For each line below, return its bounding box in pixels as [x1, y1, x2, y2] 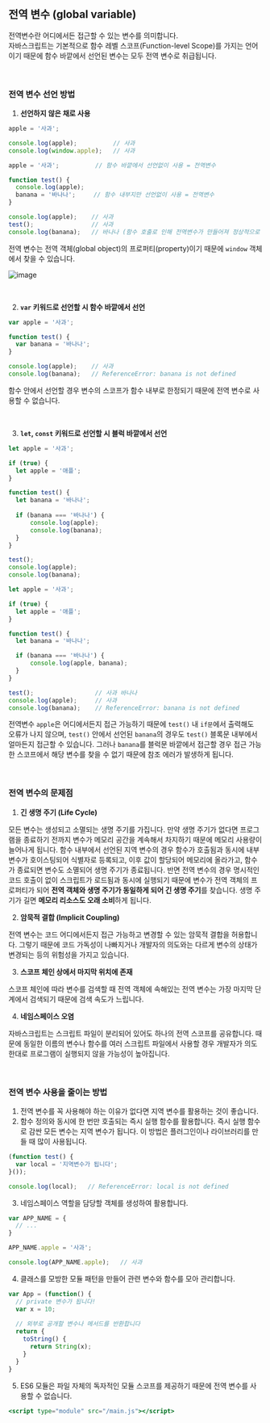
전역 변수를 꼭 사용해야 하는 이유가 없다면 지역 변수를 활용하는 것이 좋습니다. [19, 1106, 260, 1116]
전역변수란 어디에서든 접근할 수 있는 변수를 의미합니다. [8, 31, 179, 40]
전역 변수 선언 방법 [8, 88, 76, 99]
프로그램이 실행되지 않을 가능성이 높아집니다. [29, 1048, 170, 1058]
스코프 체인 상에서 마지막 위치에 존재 [19, 967, 133, 976]
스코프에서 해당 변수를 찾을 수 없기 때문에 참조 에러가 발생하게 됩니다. [16, 749, 234, 759]
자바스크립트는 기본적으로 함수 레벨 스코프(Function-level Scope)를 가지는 [8, 40, 244, 50]
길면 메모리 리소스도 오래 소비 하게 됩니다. [23, 895, 152, 905]
